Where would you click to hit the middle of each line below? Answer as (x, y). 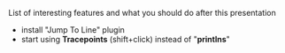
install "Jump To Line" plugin (73, 30)
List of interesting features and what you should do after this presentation (142, 13)
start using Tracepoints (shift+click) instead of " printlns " (126, 39)
